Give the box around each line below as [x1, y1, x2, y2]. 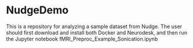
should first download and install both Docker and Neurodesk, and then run [6, 29, 188, 36]
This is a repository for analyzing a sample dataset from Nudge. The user [6, 23, 182, 30]
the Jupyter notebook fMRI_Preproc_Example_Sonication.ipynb [6, 35, 158, 42]
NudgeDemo [6, 4, 69, 17]
